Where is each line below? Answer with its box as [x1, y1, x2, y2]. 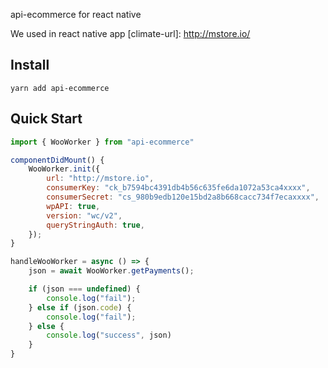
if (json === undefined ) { [28, 284, 141, 294]
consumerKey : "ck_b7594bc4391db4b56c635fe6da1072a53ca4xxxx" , [46, 183, 311, 193]
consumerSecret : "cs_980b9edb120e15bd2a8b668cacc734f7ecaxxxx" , [46, 192, 320, 202]
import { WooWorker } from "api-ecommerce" [10, 137, 195, 147]
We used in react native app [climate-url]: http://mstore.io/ [10, 28, 251, 39]
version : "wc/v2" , [46, 210, 123, 221]
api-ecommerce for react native [10, 9, 142, 20]
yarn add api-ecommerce [10, 83, 110, 93]
